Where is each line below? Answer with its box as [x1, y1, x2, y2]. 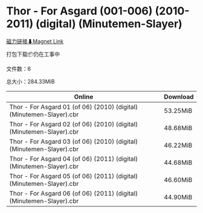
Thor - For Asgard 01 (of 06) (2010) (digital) [9, 102, 138, 111]
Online [74, 92, 94, 100]
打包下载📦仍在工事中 [6, 50, 60, 58]
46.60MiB [164, 176, 193, 184]
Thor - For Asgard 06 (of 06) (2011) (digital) [9, 189, 138, 197]
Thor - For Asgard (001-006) [6, 4, 153, 18]
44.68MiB [164, 158, 193, 167]
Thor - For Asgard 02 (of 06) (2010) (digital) [9, 120, 138, 128]
